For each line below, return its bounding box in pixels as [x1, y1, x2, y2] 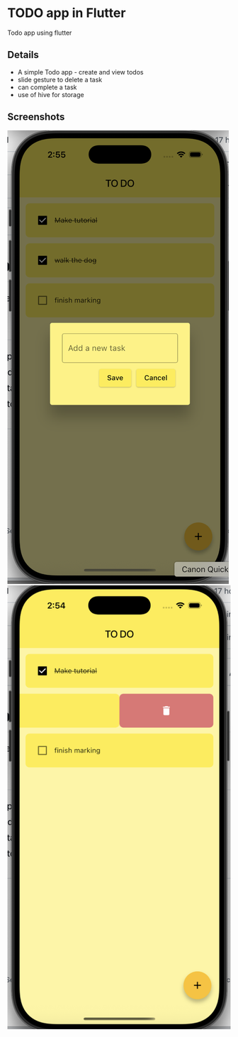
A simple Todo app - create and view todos [17, 67, 144, 76]
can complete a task [17, 83, 77, 91]
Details [7, 49, 39, 61]
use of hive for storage [17, 90, 84, 99]
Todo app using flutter [7, 28, 72, 37]
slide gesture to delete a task [17, 75, 103, 84]
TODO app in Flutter [7, 5, 126, 21]
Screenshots [7, 111, 65, 123]
